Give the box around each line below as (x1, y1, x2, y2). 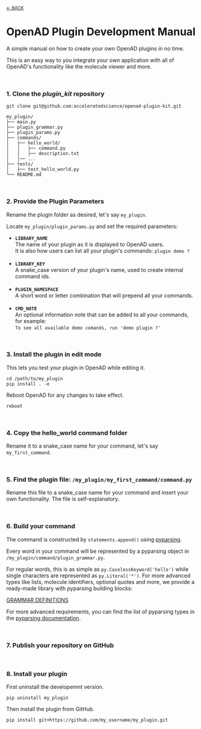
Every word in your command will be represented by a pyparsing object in (6, 547, 190, 555)
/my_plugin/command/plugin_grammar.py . (6, 553, 105, 561)
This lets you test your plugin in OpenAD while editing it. (6, 364, 146, 371)
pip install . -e (6, 381, 50, 387)
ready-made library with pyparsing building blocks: (6, 585, 133, 592)
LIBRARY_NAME (14, 235, 48, 241)
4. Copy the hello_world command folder (6, 428, 128, 437)
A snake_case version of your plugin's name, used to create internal (14, 266, 184, 273)
